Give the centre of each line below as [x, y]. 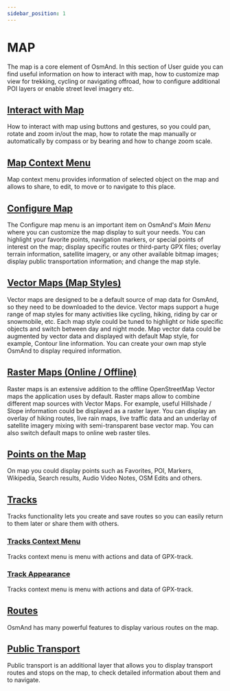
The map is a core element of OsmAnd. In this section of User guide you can [115, 67]
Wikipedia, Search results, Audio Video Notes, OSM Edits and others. [105, 478]
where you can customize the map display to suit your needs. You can [106, 232]
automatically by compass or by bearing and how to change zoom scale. [110, 141]
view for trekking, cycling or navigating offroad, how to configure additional [114, 81]
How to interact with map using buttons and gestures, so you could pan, [109, 127]
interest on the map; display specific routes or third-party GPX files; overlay [114, 247]
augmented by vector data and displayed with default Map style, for [103, 336]
